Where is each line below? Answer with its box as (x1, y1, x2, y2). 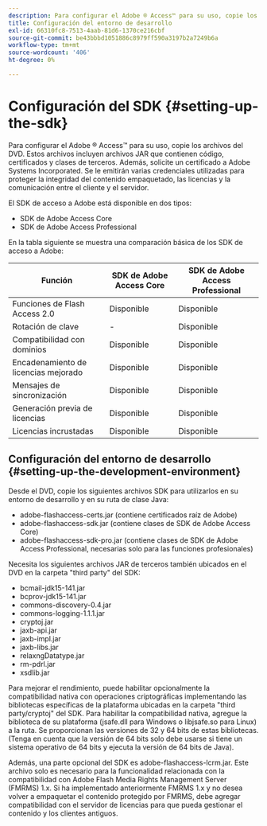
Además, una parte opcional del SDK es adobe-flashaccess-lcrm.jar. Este (8, 758, 249, 767)
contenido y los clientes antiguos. (8, 808, 118, 818)
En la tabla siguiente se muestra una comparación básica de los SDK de (8, 237, 244, 247)
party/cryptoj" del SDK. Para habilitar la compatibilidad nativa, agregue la (8, 708, 248, 718)
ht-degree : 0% (8, 56, 56, 64)
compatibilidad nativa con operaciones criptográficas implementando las (8, 692, 247, 701)
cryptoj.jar (19, 617, 54, 626)
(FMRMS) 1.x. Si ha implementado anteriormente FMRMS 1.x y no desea (8, 783, 243, 793)
